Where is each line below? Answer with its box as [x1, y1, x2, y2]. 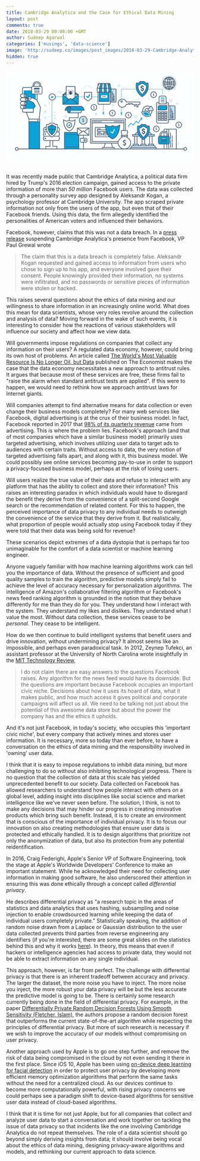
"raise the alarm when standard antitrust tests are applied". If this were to [6, 377, 186, 384]
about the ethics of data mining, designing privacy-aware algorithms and [6, 1141, 185, 1148]
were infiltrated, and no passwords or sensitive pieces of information [20, 278, 190, 285]
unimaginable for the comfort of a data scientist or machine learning [6, 545, 174, 552]
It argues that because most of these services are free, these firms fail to [6, 371, 185, 378]
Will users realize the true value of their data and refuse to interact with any [6, 476, 191, 483]
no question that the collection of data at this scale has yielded [6, 774, 160, 781]
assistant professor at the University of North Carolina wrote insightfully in [6, 650, 188, 657]
